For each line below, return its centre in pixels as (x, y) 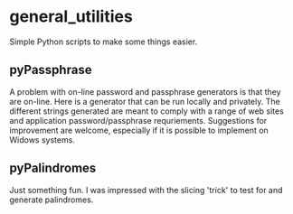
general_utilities (71, 17)
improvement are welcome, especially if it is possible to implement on (139, 130)
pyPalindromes (53, 168)
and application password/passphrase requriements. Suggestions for (138, 120)
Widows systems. (42, 140)
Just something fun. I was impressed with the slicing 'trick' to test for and (146, 190)
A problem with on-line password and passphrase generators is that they (146, 91)
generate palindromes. (52, 200)
